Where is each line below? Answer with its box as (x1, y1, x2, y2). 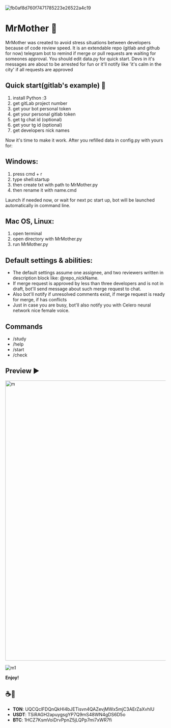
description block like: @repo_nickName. (12, 275, 99, 281)
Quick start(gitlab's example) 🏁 (5, 81, 106, 90)
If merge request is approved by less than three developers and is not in (12, 281, 164, 287)
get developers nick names (12, 127, 70, 133)
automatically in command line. (5, 202, 71, 208)
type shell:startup (12, 176, 50, 182)
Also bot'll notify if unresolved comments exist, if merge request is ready (12, 291, 165, 297)
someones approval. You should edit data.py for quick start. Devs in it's (5, 55, 155, 62)
